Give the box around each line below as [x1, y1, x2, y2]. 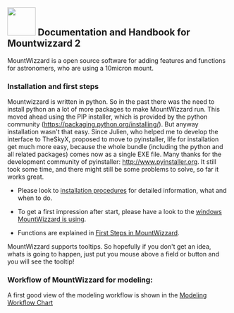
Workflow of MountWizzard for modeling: [7, 275, 153, 285]
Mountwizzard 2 [7, 37, 81, 49]
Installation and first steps [7, 81, 99, 91]
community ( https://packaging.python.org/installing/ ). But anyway [7, 120, 199, 129]
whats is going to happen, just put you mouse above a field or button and [7, 250, 220, 259]
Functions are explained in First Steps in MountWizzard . [17, 229, 180, 237]
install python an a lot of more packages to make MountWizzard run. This [7, 105, 221, 114]
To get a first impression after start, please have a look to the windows [17, 208, 222, 216]
